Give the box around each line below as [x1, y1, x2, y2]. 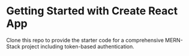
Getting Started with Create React [6, 4, 178, 18]
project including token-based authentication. [22, 43, 135, 50]
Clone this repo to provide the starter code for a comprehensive [6, 36, 164, 43]
